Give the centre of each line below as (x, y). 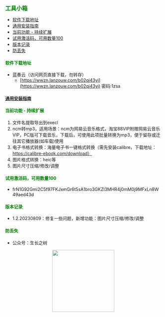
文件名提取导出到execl (35, 122)
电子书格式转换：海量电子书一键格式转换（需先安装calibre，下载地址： (84, 147)
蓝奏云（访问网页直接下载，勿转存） (49, 75)
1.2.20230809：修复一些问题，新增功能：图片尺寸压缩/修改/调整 (78, 219)
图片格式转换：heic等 (34, 159)
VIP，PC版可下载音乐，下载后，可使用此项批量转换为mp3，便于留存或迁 (86, 135)
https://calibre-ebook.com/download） (52, 153)
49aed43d (23, 195)
